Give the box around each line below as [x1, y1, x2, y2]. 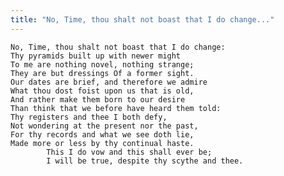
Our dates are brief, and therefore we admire [10, 77, 208, 87]
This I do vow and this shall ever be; [46, 147, 213, 157]
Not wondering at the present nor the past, [10, 121, 199, 131]
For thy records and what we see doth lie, [10, 129, 195, 140]
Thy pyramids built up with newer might [10, 51, 182, 61]
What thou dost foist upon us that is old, [10, 86, 195, 96]
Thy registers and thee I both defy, [10, 112, 168, 122]
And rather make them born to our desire [10, 94, 186, 105]
